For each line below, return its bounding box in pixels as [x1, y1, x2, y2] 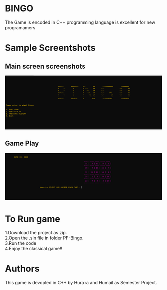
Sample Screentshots [5, 42, 96, 54]
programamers [5, 24, 36, 30]
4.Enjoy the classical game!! [5, 246, 63, 252]
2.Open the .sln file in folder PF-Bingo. [5, 235, 83, 241]
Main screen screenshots [5, 62, 85, 70]
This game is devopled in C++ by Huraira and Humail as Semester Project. [5, 280, 157, 286]
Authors [5, 263, 40, 274]
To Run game [5, 213, 61, 224]
